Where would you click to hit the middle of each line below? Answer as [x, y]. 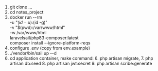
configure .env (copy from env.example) [50, 48]
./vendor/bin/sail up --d [33, 53]
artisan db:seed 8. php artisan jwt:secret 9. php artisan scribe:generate [81, 63]
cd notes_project [26, 12]
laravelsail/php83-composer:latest [44, 38]
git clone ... [21, 7]
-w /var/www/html [28, 33]
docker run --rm [26, 17]
